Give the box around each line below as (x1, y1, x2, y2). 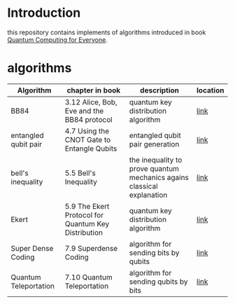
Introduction (7, 5, 81, 21)
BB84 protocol (64, 114, 113, 124)
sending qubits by (129, 277, 188, 286)
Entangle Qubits (64, 144, 117, 153)
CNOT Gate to (64, 134, 111, 144)
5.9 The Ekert (64, 201, 110, 211)
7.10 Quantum (64, 272, 113, 282)
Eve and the (64, 106, 104, 116)
